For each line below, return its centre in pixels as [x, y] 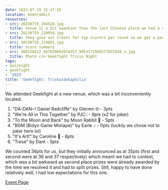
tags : [11, 61]
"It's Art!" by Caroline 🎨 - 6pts [43, 136]
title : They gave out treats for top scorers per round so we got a [82, 38]
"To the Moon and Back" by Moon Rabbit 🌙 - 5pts [63, 120]
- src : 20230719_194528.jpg [34, 24]
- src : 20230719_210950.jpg [34, 33]
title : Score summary [32, 47]
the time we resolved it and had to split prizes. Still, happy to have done [79, 167]
